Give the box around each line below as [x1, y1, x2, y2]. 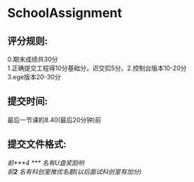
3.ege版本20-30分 [7, 73, 62, 81]
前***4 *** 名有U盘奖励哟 [7, 158, 85, 167]
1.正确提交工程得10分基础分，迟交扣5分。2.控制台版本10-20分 [7, 64, 187, 72]
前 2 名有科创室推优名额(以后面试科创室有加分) [7, 167, 142, 176]
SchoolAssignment [7, 5, 122, 21]
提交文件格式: [7, 138, 67, 150]
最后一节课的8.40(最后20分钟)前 [7, 115, 101, 124]
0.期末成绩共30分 [7, 55, 58, 63]
